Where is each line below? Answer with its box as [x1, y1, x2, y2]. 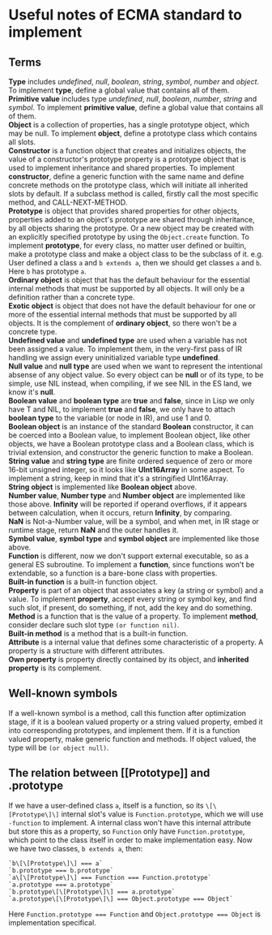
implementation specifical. [8, 917, 97, 927]
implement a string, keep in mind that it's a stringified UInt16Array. [8, 473, 229, 483]
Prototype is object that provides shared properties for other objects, [8, 206, 240, 216]
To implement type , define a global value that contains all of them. [8, 85, 230, 95]
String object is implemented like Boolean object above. [8, 482, 198, 492]
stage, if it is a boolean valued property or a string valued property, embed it [8, 717, 263, 726]
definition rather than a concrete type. [8, 292, 135, 302]
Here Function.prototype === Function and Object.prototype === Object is [8, 909, 261, 919]
